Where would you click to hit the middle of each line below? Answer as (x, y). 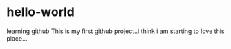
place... (17, 38)
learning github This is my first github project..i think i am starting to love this (115, 31)
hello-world (41, 12)
